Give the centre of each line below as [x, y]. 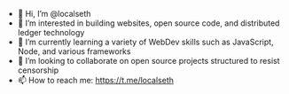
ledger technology [51, 32]
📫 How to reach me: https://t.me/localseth [96, 80]
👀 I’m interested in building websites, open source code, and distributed [148, 23]
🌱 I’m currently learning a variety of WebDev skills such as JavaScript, [145, 42]
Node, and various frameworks [74, 51]
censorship [38, 70]
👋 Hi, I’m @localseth [54, 14]
